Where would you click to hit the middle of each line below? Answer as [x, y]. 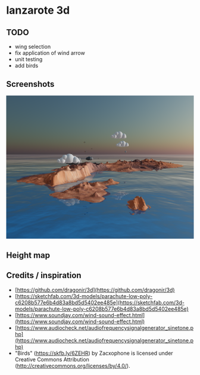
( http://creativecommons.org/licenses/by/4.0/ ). [72, 365]
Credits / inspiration [44, 275]
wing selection [33, 46]
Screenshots [30, 84]
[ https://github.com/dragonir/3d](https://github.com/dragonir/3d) [95, 290]
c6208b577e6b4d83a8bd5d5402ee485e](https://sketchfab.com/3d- [99, 302]
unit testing [29, 59]
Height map [28, 256]
